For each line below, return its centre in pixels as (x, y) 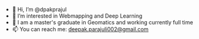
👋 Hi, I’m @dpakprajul (39, 9)
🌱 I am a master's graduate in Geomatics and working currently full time (103, 22)
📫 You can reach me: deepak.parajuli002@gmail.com (80, 29)
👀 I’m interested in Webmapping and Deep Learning (77, 16)
